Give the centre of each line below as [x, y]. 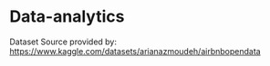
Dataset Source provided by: [63, 42]
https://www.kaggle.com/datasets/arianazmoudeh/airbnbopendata [135, 51]
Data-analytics [67, 17]
